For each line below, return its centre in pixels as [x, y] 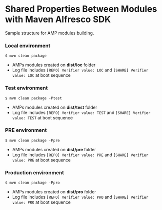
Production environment [35, 172]
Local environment [28, 46]
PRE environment [26, 130]
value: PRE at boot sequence [41, 160]
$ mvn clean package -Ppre [32, 140]
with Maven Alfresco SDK [58, 19]
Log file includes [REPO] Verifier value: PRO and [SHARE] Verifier [80, 197]
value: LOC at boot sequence [41, 75]
